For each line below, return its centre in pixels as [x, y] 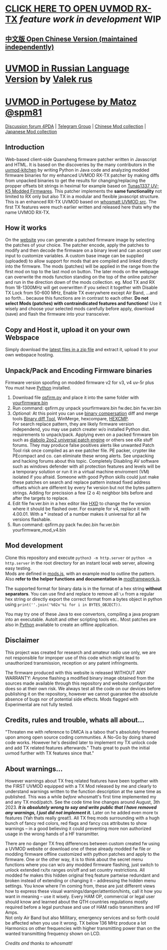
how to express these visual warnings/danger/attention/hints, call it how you [83, 891]
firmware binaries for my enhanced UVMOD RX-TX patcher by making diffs [82, 175]
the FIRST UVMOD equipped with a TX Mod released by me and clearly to [81, 786]
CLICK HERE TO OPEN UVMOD [69, 9]
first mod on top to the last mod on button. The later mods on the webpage [82, 272]
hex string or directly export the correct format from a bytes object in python [84, 599]
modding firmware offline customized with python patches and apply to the [83, 854]
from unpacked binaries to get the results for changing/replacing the [76, 181]
